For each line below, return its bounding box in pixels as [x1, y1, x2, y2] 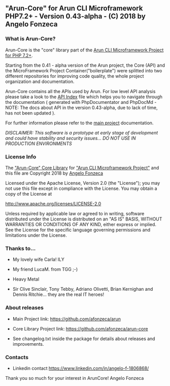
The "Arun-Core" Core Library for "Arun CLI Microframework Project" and [5, 164, 159, 171]
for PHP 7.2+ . [5, 52, 33, 58]
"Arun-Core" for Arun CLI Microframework [5, 4, 143, 13]
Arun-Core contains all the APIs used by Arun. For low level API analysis [5, 88, 156, 94]
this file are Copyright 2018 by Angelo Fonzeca [5, 170, 103, 176]
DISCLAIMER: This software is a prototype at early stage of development [5, 129, 158, 135]
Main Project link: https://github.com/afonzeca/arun [12, 316, 121, 322]
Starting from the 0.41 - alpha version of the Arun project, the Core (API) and [5, 62, 165, 68]
